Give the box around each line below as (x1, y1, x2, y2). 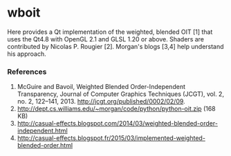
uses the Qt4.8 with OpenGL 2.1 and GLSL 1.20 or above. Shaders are (7, 35, 205, 43)
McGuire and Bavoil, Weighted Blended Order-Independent (17, 83, 185, 91)
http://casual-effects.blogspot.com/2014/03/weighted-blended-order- (17, 119, 218, 128)
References (7, 67, 47, 77)
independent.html (17, 126, 68, 135)
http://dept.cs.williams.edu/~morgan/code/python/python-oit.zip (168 (17, 105, 216, 113)
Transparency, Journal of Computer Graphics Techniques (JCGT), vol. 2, (17, 90, 225, 98)
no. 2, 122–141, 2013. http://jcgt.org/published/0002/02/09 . (17, 97, 185, 106)
